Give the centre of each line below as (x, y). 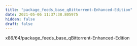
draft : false (19, 24)
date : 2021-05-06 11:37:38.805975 (42, 14)
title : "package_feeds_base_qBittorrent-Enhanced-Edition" (69, 10)
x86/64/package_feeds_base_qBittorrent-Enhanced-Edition (67, 38)
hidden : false (20, 19)
